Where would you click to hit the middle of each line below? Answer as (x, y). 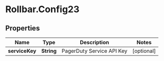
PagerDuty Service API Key (94, 51)
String (49, 51)
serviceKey (22, 51)
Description (94, 42)
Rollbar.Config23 (42, 9)
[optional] (144, 51)
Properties (23, 28)
